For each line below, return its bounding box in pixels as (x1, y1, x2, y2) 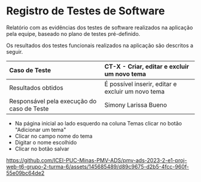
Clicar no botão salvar (14, 145, 70, 152)
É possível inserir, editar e (104, 79, 177, 88)
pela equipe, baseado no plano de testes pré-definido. (6, 30, 141, 37)
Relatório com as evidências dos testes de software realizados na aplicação (6, 24, 193, 31)
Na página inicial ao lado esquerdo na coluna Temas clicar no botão (14, 119, 182, 127)
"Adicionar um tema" (14, 126, 66, 133)
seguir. (6, 48, 23, 55)
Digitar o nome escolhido (14, 138, 77, 146)
